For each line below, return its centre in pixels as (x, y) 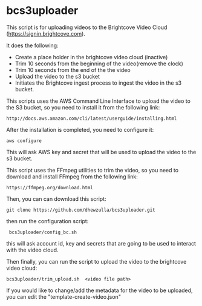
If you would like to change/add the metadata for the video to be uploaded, (99, 290)
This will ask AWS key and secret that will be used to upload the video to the (101, 152)
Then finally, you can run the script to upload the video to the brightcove (96, 261)
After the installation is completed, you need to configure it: (80, 129)
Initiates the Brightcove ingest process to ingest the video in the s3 (98, 83)
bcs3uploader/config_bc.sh (43, 232)
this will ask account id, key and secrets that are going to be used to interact (101, 243)
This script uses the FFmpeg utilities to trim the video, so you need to (93, 170)
